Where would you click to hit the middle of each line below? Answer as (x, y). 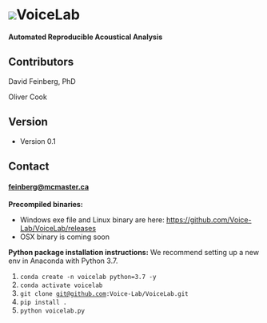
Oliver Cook (28, 97)
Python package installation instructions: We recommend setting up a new (134, 253)
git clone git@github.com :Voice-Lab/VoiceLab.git (104, 294)
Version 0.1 (38, 141)
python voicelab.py (52, 311)
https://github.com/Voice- (209, 220)
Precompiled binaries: (46, 205)
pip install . (43, 303)
